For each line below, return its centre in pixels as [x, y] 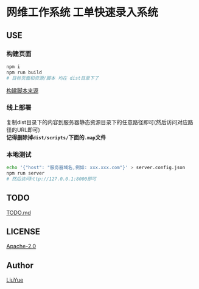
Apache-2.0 [21, 246]
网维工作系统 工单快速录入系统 [82, 12]
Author [20, 265]
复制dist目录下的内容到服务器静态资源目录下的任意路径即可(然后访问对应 [97, 122]
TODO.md [19, 212]
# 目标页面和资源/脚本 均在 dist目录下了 [53, 78]
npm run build [24, 72]
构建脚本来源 [22, 90]
